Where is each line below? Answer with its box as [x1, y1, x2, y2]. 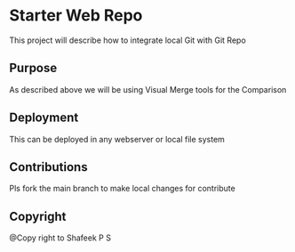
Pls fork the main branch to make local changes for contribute [9, 183, 235, 194]
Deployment [9, 110, 79, 126]
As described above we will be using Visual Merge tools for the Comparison [9, 84, 287, 94]
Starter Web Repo [9, 5, 143, 26]
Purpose [9, 61, 58, 76]
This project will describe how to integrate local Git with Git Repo [9, 35, 246, 45]
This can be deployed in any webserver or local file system [9, 134, 225, 144]
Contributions [9, 159, 88, 175]
